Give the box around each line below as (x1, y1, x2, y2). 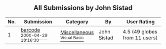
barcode (20, 26, 41, 33)
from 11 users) (123, 34, 158, 41)
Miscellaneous (60, 29, 94, 35)
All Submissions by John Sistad (33, 4, 133, 12)
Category (66, 18, 89, 25)
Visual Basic (60, 35, 84, 40)
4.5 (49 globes (123, 28, 158, 35)
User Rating (126, 18, 155, 25)
